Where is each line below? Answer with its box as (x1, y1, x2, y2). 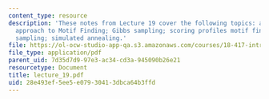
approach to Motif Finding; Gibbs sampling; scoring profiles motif (15, 26, 249, 34)
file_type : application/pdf (8, 49, 102, 57)
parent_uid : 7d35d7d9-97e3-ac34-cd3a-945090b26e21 (8, 57, 181, 65)
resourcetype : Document (8, 64, 88, 72)
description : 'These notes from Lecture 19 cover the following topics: (8, 19, 256, 27)
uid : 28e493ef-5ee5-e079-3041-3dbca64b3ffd (8, 78, 156, 86)
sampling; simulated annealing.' (15, 34, 127, 42)
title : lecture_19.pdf (8, 71, 84, 79)
